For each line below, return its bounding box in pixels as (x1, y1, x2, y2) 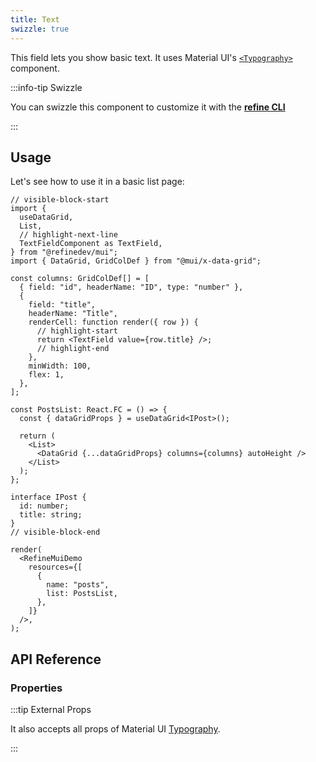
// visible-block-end (10, 527, 101, 538)
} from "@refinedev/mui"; (10, 247, 118, 258)
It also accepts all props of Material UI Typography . (10, 723, 221, 735)
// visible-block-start (10, 195, 110, 205)
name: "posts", (46, 580, 110, 590)
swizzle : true (10, 24, 70, 34)
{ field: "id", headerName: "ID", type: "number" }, (19, 282, 244, 293)
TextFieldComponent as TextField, (19, 239, 163, 249)
